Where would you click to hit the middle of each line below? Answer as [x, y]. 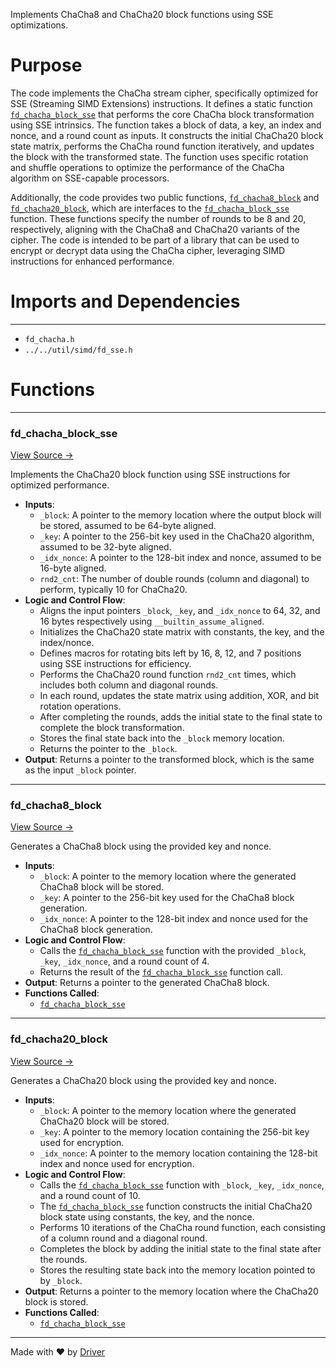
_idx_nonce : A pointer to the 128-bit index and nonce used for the [173, 919]
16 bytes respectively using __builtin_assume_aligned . [152, 621]
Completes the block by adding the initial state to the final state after [180, 1248]
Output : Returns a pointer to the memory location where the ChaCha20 [171, 1291]
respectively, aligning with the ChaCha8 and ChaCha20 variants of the [155, 229]
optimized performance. [60, 485]
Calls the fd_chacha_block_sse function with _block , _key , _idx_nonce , [182, 1185]
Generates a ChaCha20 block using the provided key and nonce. [143, 1080]
